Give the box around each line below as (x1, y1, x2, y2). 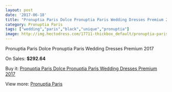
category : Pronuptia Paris (5, 22, 63, 27)
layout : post (5, 7, 33, 13)
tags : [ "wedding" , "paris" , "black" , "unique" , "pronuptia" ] (5, 27, 130, 32)
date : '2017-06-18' (5, 12, 47, 17)
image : (5, 31, 19, 36)
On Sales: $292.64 (5, 56, 46, 62)
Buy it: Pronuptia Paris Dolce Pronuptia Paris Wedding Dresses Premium (5, 65, 158, 71)
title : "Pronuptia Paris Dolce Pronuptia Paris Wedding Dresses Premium (5, 17, 164, 22)
